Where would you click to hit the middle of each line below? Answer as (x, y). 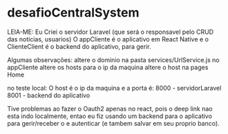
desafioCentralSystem (73, 13)
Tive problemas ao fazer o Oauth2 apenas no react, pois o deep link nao (110, 108)
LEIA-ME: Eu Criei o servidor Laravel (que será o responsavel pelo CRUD (111, 32)
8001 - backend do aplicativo (49, 95)
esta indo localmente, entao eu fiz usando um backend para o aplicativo (110, 116)
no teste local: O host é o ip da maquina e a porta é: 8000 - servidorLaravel (114, 88)
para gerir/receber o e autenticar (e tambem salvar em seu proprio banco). (113, 123)
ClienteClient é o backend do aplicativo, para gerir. (79, 46)
